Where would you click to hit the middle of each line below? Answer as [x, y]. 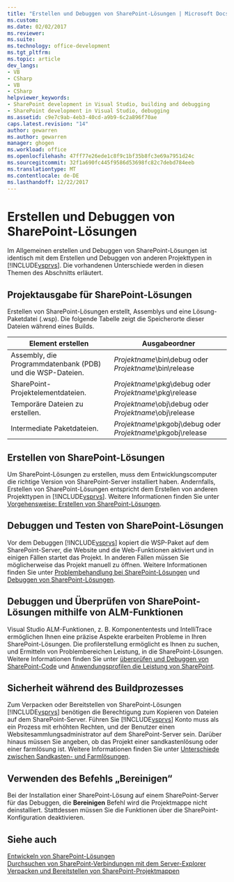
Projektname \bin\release [154, 369]
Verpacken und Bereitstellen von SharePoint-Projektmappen [93, 871]
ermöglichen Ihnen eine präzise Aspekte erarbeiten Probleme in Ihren [107, 636]
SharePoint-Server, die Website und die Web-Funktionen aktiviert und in [111, 550]
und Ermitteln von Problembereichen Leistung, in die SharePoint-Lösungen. [115, 651]
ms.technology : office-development [59, 46]
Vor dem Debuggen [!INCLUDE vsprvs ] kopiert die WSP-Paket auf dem [108, 542]
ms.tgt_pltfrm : [29, 53]
